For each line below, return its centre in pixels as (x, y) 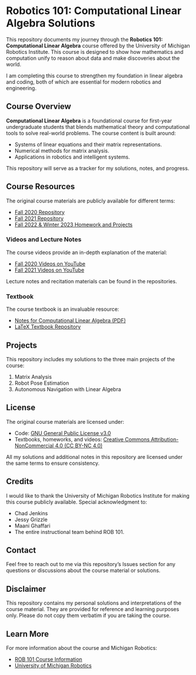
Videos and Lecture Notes (44, 239)
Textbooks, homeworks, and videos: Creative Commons (82, 439)
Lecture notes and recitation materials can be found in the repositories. (92, 281)
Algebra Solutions (51, 23)
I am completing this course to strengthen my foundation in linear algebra (94, 76)
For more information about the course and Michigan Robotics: (82, 648)
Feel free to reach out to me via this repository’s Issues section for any (91, 564)
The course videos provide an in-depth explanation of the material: (87, 252)
